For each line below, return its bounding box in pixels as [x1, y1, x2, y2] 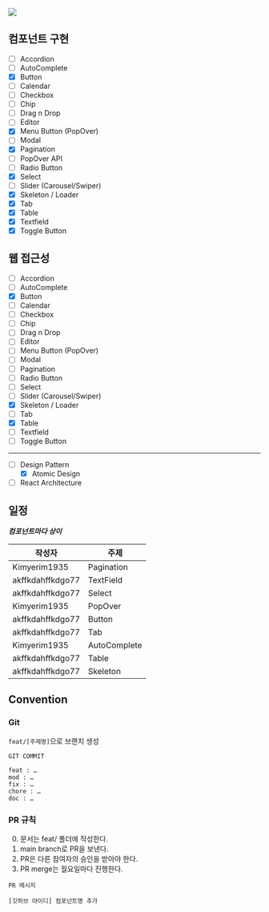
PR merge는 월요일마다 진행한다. [19, 864, 123, 874]
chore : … [8, 787, 42, 795]
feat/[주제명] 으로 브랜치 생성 [8, 736, 99, 745]
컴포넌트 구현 [8, 32, 70, 46]
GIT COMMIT [8, 752, 45, 761]
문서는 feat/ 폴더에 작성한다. [19, 834, 108, 844]
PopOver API [19, 153, 62, 163]
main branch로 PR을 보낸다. [19, 844, 110, 853]
